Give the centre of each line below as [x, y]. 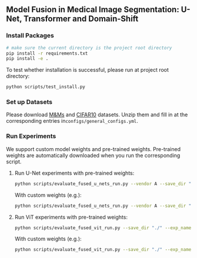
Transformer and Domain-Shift [81, 19]
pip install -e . [27, 59]
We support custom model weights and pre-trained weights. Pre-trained [94, 149]
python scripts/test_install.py [46, 87]
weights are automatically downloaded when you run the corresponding [93, 155]
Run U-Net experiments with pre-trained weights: [74, 173]
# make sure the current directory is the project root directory [89, 48]
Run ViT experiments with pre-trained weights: [71, 217]
